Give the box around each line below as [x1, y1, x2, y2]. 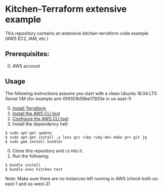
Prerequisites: [5, 50, 49, 58]
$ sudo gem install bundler [5, 139, 63, 144]
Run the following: [12, 153, 49, 159]
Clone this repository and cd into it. [12, 148, 83, 153]
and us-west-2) [18, 181, 50, 187]
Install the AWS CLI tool [12, 110, 60, 116]
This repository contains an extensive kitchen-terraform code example [5, 30, 149, 36]
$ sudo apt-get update [5, 130, 52, 135]
